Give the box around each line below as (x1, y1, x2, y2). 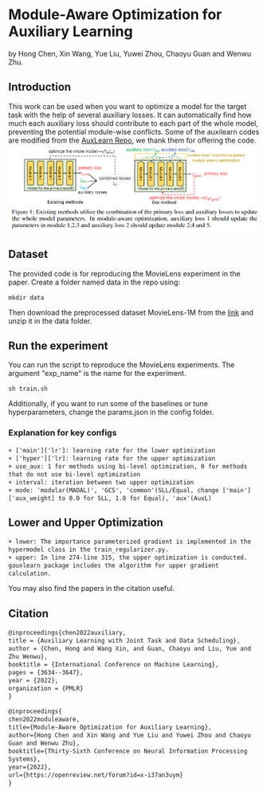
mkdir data (8, 293, 45, 302)
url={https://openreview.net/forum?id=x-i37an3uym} (8, 771, 183, 780)
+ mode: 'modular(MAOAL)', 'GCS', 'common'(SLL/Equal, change (8, 486, 219, 495)
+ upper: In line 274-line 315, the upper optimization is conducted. (8, 553, 248, 562)
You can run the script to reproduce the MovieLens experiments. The (8, 360, 235, 370)
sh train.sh (8, 385, 48, 393)
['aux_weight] (8, 494, 56, 503)
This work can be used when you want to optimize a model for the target (8, 101, 247, 111)
